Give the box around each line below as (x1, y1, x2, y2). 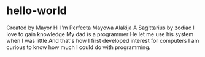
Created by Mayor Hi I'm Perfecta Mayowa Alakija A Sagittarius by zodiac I (6, 24, 195, 31)
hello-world (6, 4, 68, 18)
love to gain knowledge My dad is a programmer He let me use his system (6, 30, 194, 37)
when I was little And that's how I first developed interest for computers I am (6, 37, 199, 44)
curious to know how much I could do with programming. (6, 44, 151, 51)
